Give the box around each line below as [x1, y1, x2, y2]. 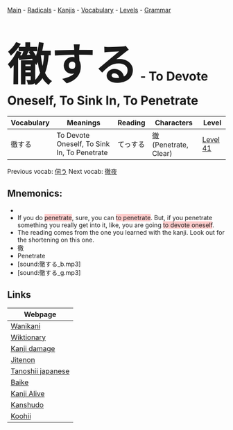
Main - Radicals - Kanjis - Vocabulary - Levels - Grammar [7, 6, 171, 14]
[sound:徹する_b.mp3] [17, 260, 81, 268]
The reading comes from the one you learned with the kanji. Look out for [17, 228, 225, 236]
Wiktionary [10, 332, 46, 342]
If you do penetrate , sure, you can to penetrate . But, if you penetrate [17, 213, 213, 222]
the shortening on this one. [17, 235, 95, 244]
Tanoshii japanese [10, 366, 70, 376]
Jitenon [10, 355, 35, 364]
